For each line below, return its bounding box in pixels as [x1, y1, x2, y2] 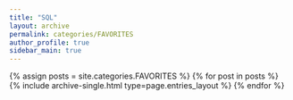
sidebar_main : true [9, 46, 82, 55]
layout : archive [9, 21, 70, 30]
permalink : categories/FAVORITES [9, 29, 134, 38]
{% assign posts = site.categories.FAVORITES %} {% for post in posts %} [9, 71, 279, 81]
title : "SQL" [9, 12, 58, 22]
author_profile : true [9, 37, 90, 47]
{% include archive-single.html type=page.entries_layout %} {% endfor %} [9, 80, 285, 91]
